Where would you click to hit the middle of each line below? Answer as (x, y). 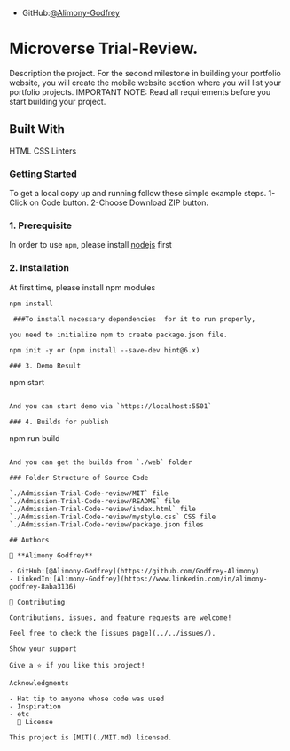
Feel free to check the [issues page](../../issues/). (113, 633)
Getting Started (43, 174)
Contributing (41, 602)
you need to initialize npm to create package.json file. (118, 335)
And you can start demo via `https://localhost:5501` (111, 406)
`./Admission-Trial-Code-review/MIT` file (89, 493)
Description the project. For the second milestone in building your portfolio (145, 73)
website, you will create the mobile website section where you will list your (145, 83)
